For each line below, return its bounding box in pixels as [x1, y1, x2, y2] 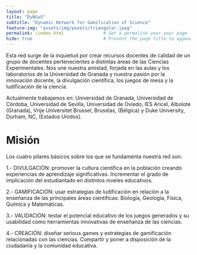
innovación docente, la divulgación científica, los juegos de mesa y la [6, 77, 174, 84]
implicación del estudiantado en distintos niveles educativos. [6, 176, 153, 183]
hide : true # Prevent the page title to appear [6, 36, 193, 42]
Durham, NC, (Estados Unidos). [6, 113, 82, 120]
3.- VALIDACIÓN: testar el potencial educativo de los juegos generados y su [6, 212, 189, 219]
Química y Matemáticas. [6, 200, 64, 208]
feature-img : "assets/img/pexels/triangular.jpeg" [6, 25, 133, 31]
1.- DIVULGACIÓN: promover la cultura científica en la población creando [6, 164, 182, 171]
